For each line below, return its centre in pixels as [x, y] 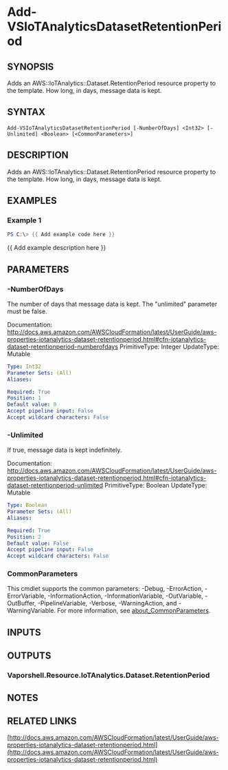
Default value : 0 [32, 405]
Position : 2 [24, 537]
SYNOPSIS [31, 66]
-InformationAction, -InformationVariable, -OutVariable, [126, 596]
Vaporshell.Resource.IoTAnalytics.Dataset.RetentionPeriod [109, 676]
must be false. [27, 311]
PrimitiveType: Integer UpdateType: [170, 346]
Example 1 [24, 220]
